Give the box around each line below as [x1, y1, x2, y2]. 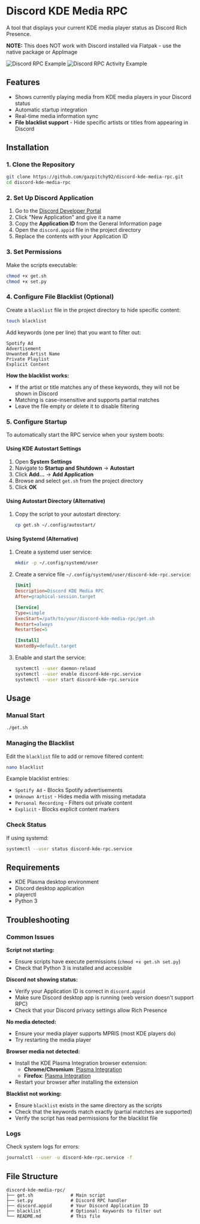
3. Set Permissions [6, 247, 62, 256]
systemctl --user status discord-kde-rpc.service [6, 846, 133, 852]
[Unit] [14, 582, 32, 588]
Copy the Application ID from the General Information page [14, 220, 162, 227]
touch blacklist [6, 318, 47, 324]
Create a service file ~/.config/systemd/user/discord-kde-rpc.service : [14, 571, 192, 578]
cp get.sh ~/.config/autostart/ [14, 522, 96, 528]
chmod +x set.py [6, 279, 47, 285]
